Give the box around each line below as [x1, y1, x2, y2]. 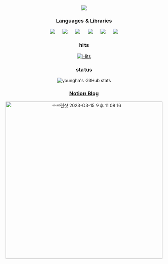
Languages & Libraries [56, 17, 112, 24]
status [75, 65, 93, 73]
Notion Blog [69, 90, 99, 97]
